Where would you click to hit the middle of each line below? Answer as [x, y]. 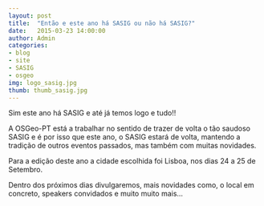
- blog [19, 53]
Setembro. [26, 170]
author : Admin [32, 38]
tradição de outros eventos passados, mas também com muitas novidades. [132, 146]
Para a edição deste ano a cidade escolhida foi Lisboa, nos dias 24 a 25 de [132, 161]
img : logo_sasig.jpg [43, 83]
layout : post [30, 16]
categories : [28, 46]
